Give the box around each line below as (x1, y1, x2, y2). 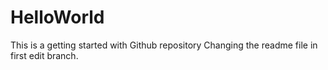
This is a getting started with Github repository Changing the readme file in (10, 39, 318, 51)
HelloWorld (10, 6, 105, 29)
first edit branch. (10, 49, 79, 61)
